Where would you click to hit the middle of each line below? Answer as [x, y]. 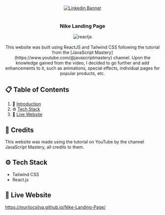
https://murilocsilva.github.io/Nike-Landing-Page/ [55, 207]
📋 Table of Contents [37, 90]
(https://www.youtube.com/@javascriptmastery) [63, 58]
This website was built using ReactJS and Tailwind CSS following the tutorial [82, 47]
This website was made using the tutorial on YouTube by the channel [75, 142]
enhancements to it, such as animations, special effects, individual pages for [82, 68]
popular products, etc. [82, 73]
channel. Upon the [132, 58]
